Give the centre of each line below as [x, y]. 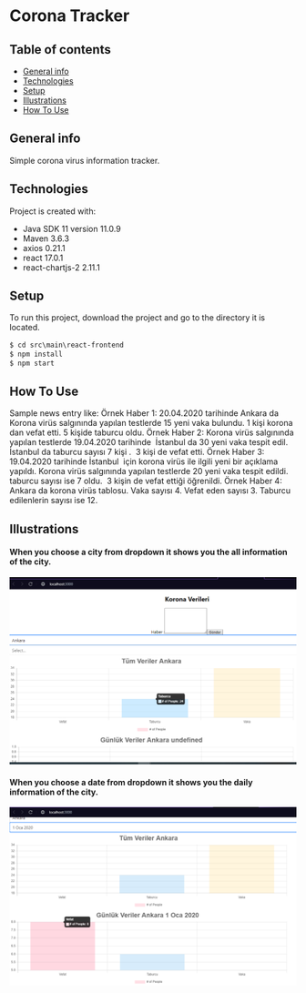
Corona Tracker [70, 16]
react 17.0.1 [43, 258]
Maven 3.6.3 [46, 238]
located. [25, 328]
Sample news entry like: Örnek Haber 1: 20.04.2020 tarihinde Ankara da [144, 413]
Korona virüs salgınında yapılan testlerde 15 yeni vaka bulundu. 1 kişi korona [151, 423]
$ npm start [32, 364]
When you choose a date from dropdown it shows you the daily [131, 782]
